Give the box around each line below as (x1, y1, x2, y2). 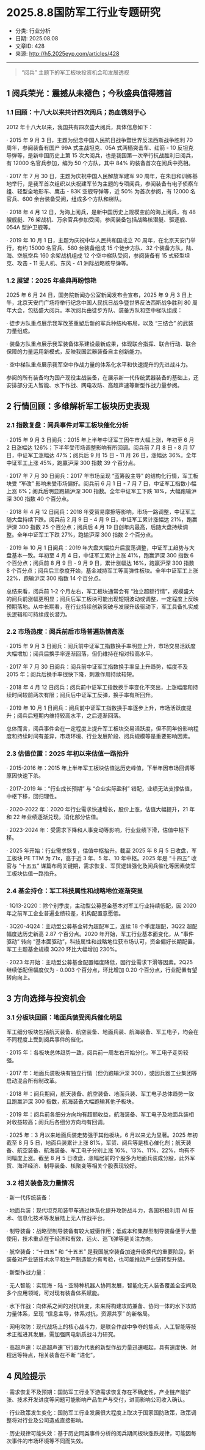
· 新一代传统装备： (6, 1194, 52, 1201)
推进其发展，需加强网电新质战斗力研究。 (16, 1331, 119, 1338)
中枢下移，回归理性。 (6, 793, 60, 800)
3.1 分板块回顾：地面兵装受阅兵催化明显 (6, 1013, 123, 1022)
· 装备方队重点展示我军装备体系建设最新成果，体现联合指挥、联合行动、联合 (6, 340, 196, 348)
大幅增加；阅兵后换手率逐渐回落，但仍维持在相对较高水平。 (6, 650, 156, 657)
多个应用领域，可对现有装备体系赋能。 (6, 1289, 103, 1297)
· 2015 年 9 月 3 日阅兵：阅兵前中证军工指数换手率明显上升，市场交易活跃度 (6, 642, 196, 649)
